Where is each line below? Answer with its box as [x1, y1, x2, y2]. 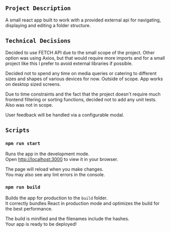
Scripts [5, 127, 30, 134]
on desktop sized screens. [5, 81, 61, 87]
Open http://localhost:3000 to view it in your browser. [5, 156, 119, 163]
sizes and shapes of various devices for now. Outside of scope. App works [5, 76, 163, 82]
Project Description [5, 5, 71, 12]
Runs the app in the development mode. [5, 151, 90, 157]
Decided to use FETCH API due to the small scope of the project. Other [5, 49, 155, 56]
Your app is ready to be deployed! [5, 221, 77, 227]
